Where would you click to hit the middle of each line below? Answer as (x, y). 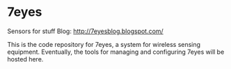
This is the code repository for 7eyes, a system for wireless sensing (104, 44)
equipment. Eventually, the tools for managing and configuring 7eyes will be (116, 52)
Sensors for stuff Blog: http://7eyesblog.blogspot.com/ (85, 31)
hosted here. (25, 59)
